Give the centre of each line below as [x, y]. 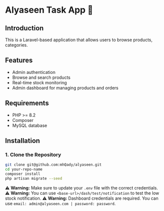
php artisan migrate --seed [34, 178]
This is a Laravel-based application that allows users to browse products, [79, 40]
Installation [23, 141]
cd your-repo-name [24, 169]
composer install [23, 174]
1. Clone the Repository [33, 155]
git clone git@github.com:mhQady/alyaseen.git [53, 165]
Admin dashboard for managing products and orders [65, 88]
